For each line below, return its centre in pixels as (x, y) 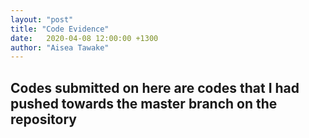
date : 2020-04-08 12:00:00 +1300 (84, 38)
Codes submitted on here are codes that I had (155, 87)
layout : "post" (42, 19)
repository (44, 119)
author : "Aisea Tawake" (60, 47)
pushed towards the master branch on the (144, 103)
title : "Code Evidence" (60, 29)
